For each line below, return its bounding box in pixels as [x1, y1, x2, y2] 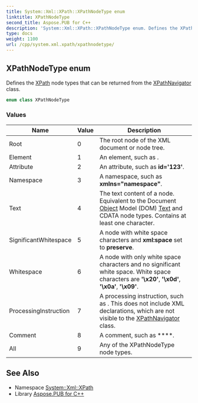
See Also [6, 368, 39, 378]
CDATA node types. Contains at [99, 211, 187, 219]
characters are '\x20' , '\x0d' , [99, 275, 181, 283]
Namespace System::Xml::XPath [14, 383, 94, 391]
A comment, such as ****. [99, 331, 175, 339]
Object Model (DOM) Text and [99, 204, 183, 212]
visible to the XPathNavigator [99, 314, 180, 322]
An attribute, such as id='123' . [99, 162, 184, 171]
